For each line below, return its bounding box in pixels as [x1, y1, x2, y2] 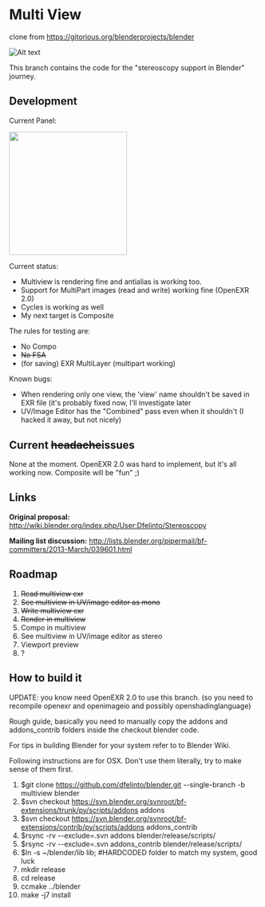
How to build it [9, 672, 82, 685]
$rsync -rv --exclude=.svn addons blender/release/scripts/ [20, 830, 216, 840]
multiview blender [20, 788, 80, 798]
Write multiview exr [20, 605, 85, 615]
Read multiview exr [20, 589, 84, 598]
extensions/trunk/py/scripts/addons [20, 805, 139, 814]
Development [9, 94, 78, 108]
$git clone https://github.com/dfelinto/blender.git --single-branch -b [20, 779, 246, 789]
